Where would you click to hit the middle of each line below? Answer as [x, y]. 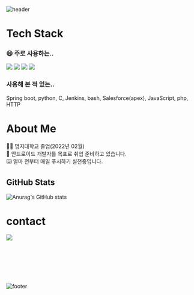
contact [26, 221]
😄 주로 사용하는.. [30, 54]
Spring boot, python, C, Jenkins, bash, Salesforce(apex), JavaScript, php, [97, 98]
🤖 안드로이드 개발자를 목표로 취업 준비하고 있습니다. [67, 154]
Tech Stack [35, 34]
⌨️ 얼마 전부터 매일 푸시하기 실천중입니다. [55, 161]
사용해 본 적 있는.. [30, 84]
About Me [31, 129]
